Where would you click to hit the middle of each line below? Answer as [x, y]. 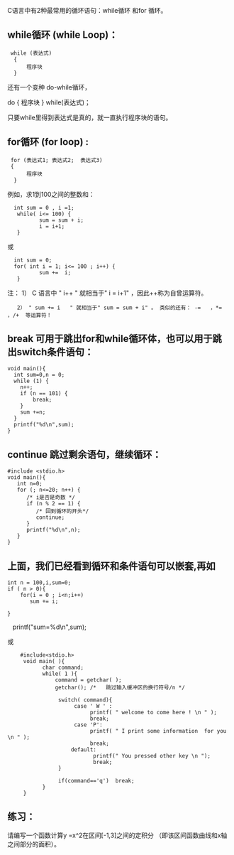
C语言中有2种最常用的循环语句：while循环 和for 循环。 [87, 10]
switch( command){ [85, 700]
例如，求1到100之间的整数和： [51, 194]
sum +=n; [33, 412]
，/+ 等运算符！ [29, 315]
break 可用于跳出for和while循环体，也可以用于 [110, 339]
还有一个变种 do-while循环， [49, 87]
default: [84, 750]
